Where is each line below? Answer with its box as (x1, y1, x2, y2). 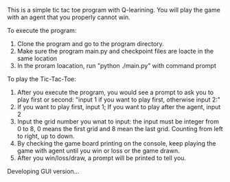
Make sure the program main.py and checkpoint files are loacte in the (16, 47, 214, 55)
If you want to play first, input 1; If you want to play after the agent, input (16, 103, 221, 111)
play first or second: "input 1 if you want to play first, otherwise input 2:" (16, 95, 221, 104)
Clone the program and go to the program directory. (16, 40, 165, 47)
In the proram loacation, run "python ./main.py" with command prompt (16, 62, 216, 69)
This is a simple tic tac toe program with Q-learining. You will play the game (7, 6, 221, 14)
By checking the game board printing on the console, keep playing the (16, 139, 216, 147)
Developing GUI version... (7, 168, 80, 175)
